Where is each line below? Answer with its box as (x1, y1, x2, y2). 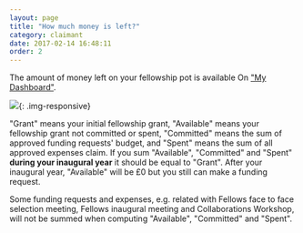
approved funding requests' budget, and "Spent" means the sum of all (9, 137, 273, 148)
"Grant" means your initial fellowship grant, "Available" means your (9, 118, 259, 129)
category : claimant (9, 30, 84, 39)
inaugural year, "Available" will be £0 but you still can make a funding (9, 167, 268, 177)
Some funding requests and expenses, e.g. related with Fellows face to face (9, 194, 294, 205)
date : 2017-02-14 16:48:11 (9, 38, 112, 48)
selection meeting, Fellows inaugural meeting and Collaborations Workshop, (9, 204, 295, 215)
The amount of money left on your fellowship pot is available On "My (9, 72, 267, 83)
